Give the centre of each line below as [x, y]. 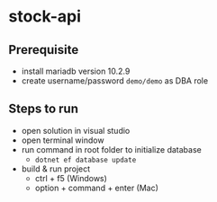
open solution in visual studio [76, 130]
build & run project [56, 169]
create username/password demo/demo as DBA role [115, 81]
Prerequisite [44, 50]
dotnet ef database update [86, 160]
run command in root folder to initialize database [111, 149]
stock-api [45, 17]
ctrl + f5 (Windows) [71, 178]
